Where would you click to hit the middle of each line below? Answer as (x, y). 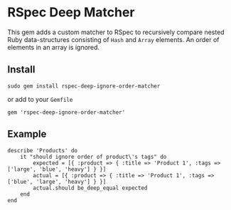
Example (27, 134)
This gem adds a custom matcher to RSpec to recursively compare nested (116, 32)
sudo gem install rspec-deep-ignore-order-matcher (84, 86)
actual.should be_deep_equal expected (90, 188)
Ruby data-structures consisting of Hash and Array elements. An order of (113, 39)
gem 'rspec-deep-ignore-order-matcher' (66, 112)
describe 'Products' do (43, 150)
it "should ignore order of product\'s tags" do (93, 157)
